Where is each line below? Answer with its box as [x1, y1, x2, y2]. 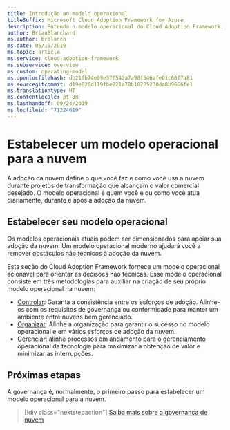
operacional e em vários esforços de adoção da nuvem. [17, 327, 176, 335]
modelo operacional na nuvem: [7, 284, 95, 292]
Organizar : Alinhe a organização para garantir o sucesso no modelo [17, 319, 210, 328]
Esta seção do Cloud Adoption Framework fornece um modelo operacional [7, 262, 220, 270]
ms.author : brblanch [7, 36, 67, 43]
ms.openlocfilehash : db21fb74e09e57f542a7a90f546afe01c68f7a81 [7, 74, 193, 82]
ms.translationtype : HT [7, 87, 76, 94]
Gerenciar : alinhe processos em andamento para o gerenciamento [17, 335, 206, 343]
